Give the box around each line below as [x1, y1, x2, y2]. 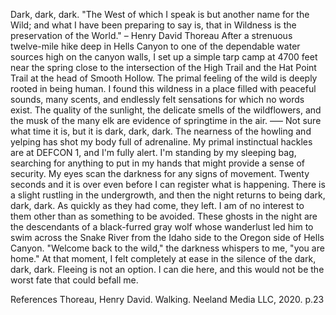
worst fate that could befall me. [10, 274, 139, 286]
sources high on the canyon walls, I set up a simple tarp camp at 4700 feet [10, 51, 318, 63]
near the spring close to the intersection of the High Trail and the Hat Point [10, 62, 317, 73]
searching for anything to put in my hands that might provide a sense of [10, 157, 306, 169]
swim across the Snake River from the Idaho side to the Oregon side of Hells [10, 232, 325, 243]
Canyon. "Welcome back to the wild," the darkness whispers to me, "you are [10, 242, 325, 254]
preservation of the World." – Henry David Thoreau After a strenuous [10, 30, 293, 41]
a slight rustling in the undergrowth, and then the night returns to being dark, [10, 189, 326, 201]
